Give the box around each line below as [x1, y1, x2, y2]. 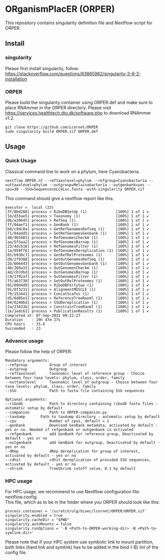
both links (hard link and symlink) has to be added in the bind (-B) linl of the [5, 544, 159, 550]
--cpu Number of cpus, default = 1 [5, 418, 110, 423]
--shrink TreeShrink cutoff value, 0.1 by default [5, 466, 136, 471]
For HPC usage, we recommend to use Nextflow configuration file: [5, 489, 140, 495]
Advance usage [5, 337, 43, 344]
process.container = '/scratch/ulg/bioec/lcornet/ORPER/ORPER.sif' [5, 509, 147, 514]
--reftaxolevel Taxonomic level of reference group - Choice [5, 371, 145, 376]
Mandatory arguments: [5, 358, 50, 363]
